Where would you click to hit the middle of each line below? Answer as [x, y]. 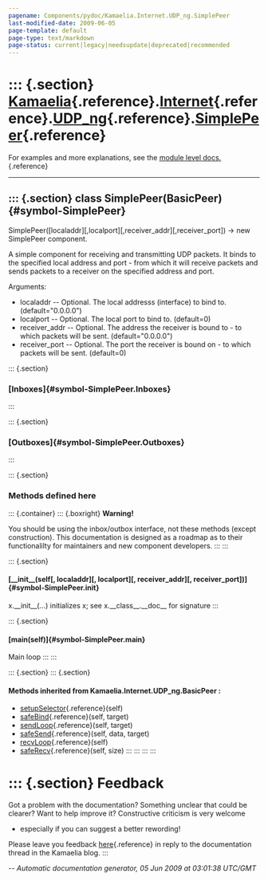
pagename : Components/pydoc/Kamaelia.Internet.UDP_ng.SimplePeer [119, 16]
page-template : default [48, 30]
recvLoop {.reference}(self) [64, 742]
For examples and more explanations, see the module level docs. [115, 158]
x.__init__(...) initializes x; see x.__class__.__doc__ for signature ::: [114, 605]
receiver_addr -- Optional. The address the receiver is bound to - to [130, 327]
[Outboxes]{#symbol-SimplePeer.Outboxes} [97, 442]
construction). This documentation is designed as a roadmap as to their [126, 537]
